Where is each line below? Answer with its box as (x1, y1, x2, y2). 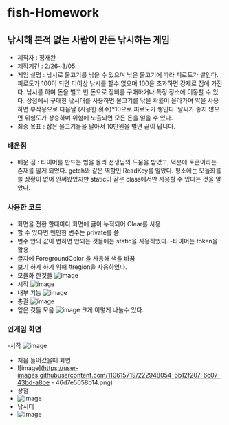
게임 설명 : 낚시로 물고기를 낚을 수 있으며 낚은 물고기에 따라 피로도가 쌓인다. (17, 71, 219, 78)
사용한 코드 (7, 203, 42, 212)
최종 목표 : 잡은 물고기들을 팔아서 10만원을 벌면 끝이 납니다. (17, 122, 175, 130)
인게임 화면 (7, 325, 42, 334)
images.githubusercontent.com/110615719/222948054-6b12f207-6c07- (17, 371, 221, 379)
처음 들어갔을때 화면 (17, 356, 71, 364)
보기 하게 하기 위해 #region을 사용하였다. (17, 263, 127, 271)
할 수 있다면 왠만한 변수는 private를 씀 (17, 228, 120, 237)
